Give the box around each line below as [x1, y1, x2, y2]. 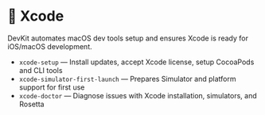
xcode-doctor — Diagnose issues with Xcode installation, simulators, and [18, 90, 258, 100]
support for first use [18, 82, 85, 92]
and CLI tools [18, 65, 63, 75]
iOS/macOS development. [7, 41, 92, 51]
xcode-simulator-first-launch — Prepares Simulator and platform [18, 74, 236, 83]
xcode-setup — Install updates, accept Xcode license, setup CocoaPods [18, 57, 255, 67]
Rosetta [18, 99, 45, 109]
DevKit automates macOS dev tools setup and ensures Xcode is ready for [7, 33, 248, 43]
